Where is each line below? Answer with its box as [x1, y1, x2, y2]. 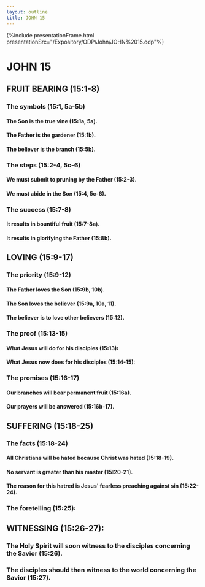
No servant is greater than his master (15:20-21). [6, 468, 133, 475]
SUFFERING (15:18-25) [6, 421, 94, 431]
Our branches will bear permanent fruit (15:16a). [6, 389, 132, 396]
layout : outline [6, 9, 48, 15]
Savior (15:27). [6, 573, 51, 581]
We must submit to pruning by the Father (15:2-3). [6, 176, 137, 183]
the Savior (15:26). [6, 549, 63, 558]
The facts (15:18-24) [6, 439, 69, 448]
